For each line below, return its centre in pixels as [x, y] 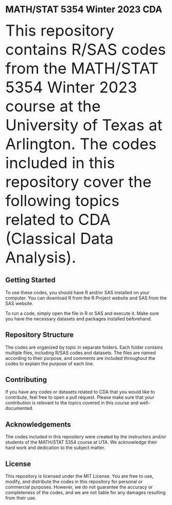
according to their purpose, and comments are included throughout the [80, 358]
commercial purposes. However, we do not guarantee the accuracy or [79, 487]
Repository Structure [40, 335]
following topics [62, 200]
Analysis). [41, 257]
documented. [19, 408]
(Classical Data [59, 238]
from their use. [21, 498]
